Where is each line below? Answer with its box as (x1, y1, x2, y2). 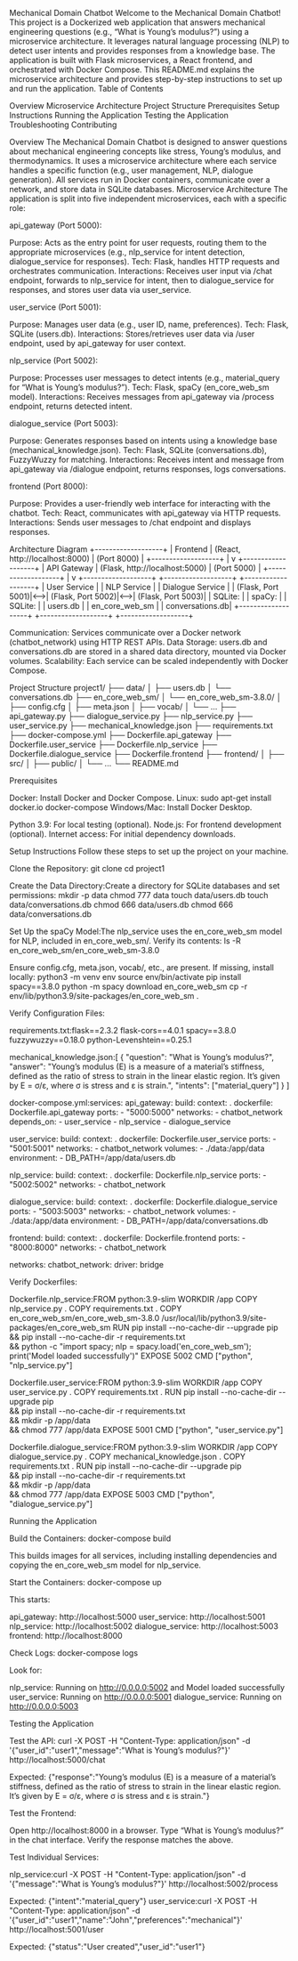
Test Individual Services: (9, 1852, 100, 1862)
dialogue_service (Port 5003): (9, 418, 118, 428)
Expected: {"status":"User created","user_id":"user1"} (9, 1941, 206, 1952)
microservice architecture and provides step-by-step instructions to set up (9, 74, 283, 84)
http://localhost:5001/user (9, 1925, 104, 1934)
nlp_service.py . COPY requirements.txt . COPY (9, 1303, 182, 1314)
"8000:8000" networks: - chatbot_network (9, 1242, 167, 1252)
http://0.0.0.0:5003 (9, 1701, 79, 1712)
